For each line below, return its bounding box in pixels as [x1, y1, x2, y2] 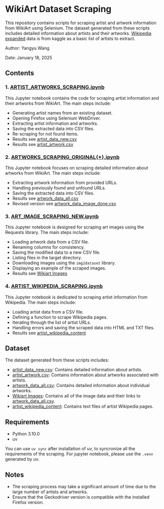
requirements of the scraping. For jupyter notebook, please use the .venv [5, 451, 154, 457]
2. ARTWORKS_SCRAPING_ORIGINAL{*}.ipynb [5, 154, 120, 160]
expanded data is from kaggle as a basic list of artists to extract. [5, 36, 135, 41]
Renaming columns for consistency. [12, 244, 85, 250]
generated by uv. [5, 456, 40, 462]
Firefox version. [12, 499, 44, 505]
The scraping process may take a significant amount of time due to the [12, 483, 156, 489]
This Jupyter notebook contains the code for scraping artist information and [5, 95, 159, 101]
